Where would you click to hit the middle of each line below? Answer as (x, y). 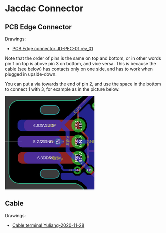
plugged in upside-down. (31, 74)
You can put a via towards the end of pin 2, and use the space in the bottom (83, 84)
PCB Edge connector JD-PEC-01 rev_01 (53, 49)
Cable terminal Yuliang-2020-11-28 (48, 225)
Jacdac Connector (44, 9)
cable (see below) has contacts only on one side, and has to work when (79, 69)
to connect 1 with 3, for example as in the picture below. (62, 89)
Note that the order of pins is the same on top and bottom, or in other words (83, 58)
